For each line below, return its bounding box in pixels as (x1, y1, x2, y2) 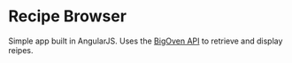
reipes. (8, 44, 34, 55)
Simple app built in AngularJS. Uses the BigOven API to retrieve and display (8, 35, 283, 46)
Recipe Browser (8, 6, 127, 27)
